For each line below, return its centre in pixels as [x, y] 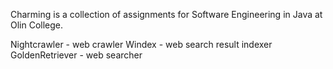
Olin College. [37, 25]
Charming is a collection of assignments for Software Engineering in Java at [166, 14]
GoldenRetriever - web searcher [76, 55]
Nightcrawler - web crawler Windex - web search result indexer [141, 44]
